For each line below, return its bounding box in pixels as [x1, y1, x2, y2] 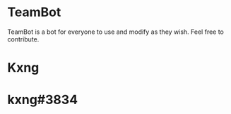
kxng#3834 [7, 92, 78, 108]
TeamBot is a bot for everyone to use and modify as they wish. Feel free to [7, 27, 225, 36]
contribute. [7, 34, 40, 43]
